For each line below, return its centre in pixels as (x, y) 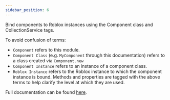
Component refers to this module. (46, 49)
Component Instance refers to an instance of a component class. (80, 66)
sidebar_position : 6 (27, 10)
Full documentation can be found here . (46, 92)
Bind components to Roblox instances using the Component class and (79, 24)
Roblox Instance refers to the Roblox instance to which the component (87, 71)
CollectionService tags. (30, 30)
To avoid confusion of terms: (36, 40)
